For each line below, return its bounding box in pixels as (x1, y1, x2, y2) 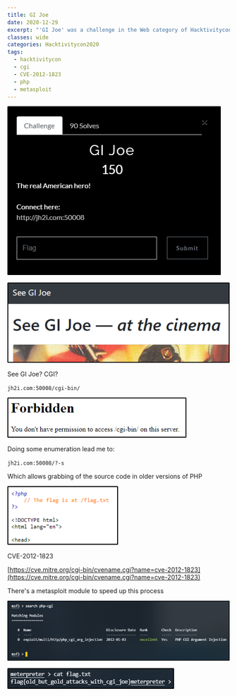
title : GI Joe (7, 11, 49, 18)
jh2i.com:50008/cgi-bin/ (7, 385, 80, 392)
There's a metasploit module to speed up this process (7, 587, 164, 595)
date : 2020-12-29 (7, 18, 59, 26)
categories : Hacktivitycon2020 (7, 41, 99, 49)
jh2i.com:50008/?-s (7, 460, 65, 467)
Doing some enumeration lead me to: (7, 445, 115, 453)
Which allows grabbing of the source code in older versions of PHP (7, 472, 202, 481)
